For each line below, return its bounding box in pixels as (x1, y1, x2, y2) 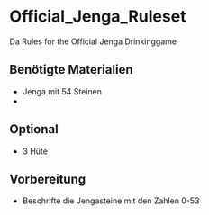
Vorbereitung (9, 171, 86, 186)
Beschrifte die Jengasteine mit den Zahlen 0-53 (22, 195, 200, 206)
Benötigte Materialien (9, 62, 133, 77)
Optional (9, 121, 59, 137)
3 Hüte (22, 146, 48, 157)
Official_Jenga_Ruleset (9, 6, 186, 27)
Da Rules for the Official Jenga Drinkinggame (9, 36, 177, 47)
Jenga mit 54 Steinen (22, 85, 102, 96)
